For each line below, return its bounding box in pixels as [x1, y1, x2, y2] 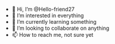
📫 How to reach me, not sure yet [11, 32, 94, 38]
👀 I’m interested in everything [11, 12, 85, 19]
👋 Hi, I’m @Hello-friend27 [11, 6, 75, 12]
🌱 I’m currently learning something [11, 18, 97, 25]
